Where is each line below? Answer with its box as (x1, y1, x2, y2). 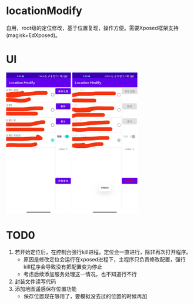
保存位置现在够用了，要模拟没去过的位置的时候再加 (23, 293, 148, 300)
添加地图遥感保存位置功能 (14, 286, 77, 293)
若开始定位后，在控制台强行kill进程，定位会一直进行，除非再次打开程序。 (14, 248, 192, 256)
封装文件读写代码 (14, 278, 56, 285)
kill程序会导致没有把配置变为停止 (23, 263, 103, 270)
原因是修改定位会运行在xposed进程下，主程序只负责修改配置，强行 (23, 256, 186, 263)
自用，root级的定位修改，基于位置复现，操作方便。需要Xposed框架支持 (6, 24, 179, 31)
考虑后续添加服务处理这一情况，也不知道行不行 (23, 271, 137, 278)
